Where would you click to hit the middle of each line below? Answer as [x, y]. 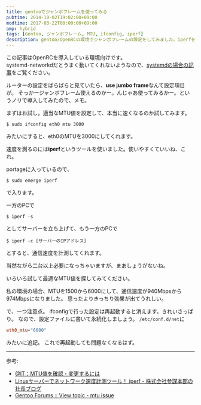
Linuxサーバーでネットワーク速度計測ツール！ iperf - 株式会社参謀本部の [104, 381]
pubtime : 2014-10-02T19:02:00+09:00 [52, 17]
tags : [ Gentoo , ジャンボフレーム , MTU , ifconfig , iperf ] [75, 34]
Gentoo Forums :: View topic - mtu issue [65, 395]
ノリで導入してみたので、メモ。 [51, 100]
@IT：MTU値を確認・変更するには [57, 373]
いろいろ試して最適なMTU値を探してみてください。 [70, 278]
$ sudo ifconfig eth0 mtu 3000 [45, 124]
